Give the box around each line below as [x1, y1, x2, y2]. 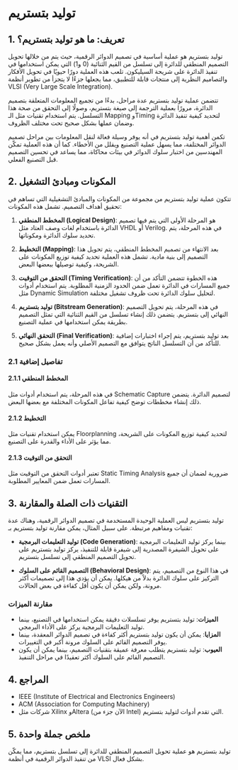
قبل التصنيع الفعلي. [8, 155, 59, 163]
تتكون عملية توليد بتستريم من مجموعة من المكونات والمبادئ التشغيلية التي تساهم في [8, 194, 232, 203]
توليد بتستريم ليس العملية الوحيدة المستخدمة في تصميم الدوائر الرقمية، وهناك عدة [8, 516, 224, 525]
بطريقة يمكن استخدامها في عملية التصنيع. [18, 318, 128, 326]
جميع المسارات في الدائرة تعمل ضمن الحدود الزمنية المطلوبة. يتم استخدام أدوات [18, 281, 231, 289]
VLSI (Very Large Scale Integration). [8, 82, 113, 90]
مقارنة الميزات [8, 599, 53, 609]
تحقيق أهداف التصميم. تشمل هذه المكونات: [8, 202, 123, 210]
